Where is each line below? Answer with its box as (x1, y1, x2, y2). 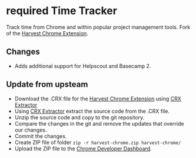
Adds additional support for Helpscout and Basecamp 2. (14, 62, 151, 69)
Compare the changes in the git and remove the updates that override (14, 120, 184, 127)
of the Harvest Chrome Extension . (6, 29, 88, 36)
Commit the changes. (14, 132, 67, 139)
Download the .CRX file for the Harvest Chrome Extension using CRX (14, 95, 181, 102)
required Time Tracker (6, 4, 118, 18)
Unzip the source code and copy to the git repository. (14, 113, 145, 121)
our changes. (14, 126, 47, 133)
